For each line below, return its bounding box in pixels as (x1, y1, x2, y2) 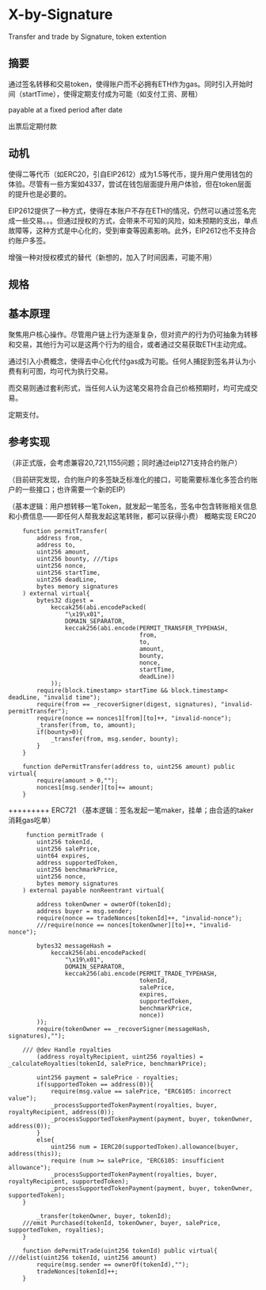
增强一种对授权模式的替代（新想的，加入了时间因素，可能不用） (8, 252, 216, 262)
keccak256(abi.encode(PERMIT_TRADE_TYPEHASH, (64, 969, 218, 977)
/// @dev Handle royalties (22, 1045, 112, 1054)
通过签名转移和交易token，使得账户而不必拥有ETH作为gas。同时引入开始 (8, 79, 247, 89)
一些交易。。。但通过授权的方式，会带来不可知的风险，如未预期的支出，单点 (14, 215, 258, 225)
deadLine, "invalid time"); (8, 693, 101, 702)
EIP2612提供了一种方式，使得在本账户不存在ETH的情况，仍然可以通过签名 (8, 206, 249, 215)
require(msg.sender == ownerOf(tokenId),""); (36, 1261, 190, 1269)
